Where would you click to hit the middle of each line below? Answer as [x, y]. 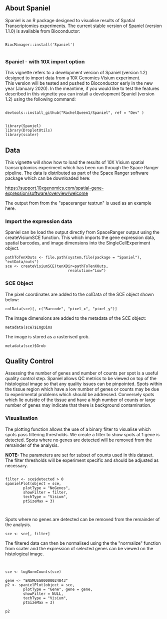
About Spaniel [28, 8]
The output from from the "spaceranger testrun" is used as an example [78, 203]
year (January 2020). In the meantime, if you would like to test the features [82, 89]
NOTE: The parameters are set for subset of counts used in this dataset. [79, 455]
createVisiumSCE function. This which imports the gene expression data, [80, 237]
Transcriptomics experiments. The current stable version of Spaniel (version [84, 26]
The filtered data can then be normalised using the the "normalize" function [83, 543]
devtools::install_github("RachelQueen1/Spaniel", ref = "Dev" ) [74, 113]
